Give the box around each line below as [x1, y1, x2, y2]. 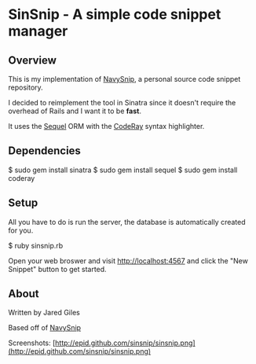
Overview [8, 53, 57, 67]
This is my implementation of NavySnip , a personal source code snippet [8, 75, 241, 83]
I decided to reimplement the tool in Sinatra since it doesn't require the [8, 98, 236, 107]
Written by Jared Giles [8, 308, 80, 318]
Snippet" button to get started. [8, 264, 108, 274]
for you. [8, 226, 34, 235]
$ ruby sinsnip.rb [8, 241, 64, 250]
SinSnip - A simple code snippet [8, 6, 221, 24]
